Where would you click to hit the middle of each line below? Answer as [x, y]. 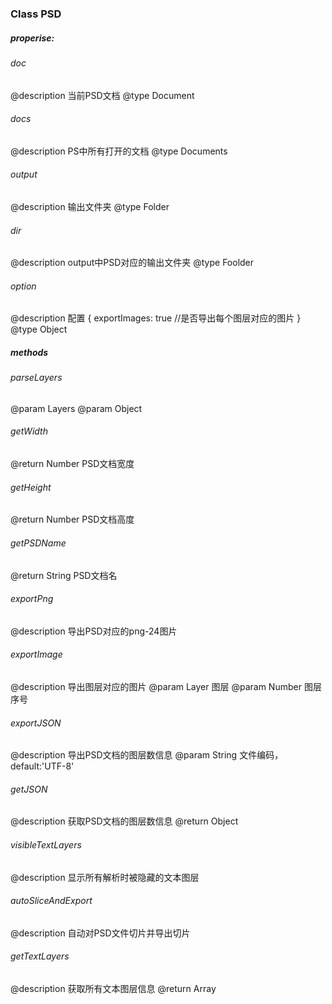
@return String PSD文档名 [64, 575]
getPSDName [38, 543]
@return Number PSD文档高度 [72, 519]
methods [29, 352]
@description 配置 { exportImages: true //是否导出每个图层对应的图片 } [156, 318]
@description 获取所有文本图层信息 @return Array [113, 988]
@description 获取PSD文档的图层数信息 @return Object [124, 821]
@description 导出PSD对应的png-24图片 [94, 631]
